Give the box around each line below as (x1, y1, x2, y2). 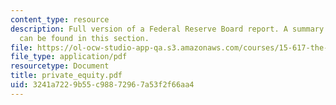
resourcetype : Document (10, 61, 110, 71)
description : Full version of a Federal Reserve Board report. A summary (10, 24, 325, 34)
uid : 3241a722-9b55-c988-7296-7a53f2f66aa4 (10, 80, 195, 90)
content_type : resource (10, 14, 110, 25)
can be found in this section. (19, 33, 150, 43)
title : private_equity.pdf (10, 71, 123, 81)
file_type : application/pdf (10, 52, 128, 62)
